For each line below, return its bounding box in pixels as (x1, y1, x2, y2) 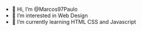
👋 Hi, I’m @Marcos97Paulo (11, 6, 78, 13)
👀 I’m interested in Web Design (11, 12, 88, 19)
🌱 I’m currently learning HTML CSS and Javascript (11, 18, 137, 25)
